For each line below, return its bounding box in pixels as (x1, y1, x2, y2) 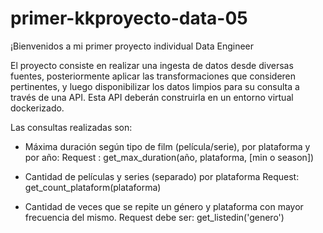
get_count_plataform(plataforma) (24, 181, 162, 193)
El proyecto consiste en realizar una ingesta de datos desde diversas (10, 59, 294, 71)
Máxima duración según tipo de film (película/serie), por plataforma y (24, 140, 311, 152)
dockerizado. (10, 102, 65, 114)
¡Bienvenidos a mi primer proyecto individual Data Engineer (10, 40, 255, 52)
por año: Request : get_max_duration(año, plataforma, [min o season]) (24, 151, 315, 163)
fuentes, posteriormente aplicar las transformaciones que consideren (10, 70, 297, 82)
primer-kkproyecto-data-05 (10, 7, 248, 30)
